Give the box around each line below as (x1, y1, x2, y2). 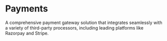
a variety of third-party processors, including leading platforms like (5, 24, 144, 30)
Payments (5, 3, 48, 14)
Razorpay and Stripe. (5, 30, 49, 36)
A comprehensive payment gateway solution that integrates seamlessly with (5, 19, 162, 25)
